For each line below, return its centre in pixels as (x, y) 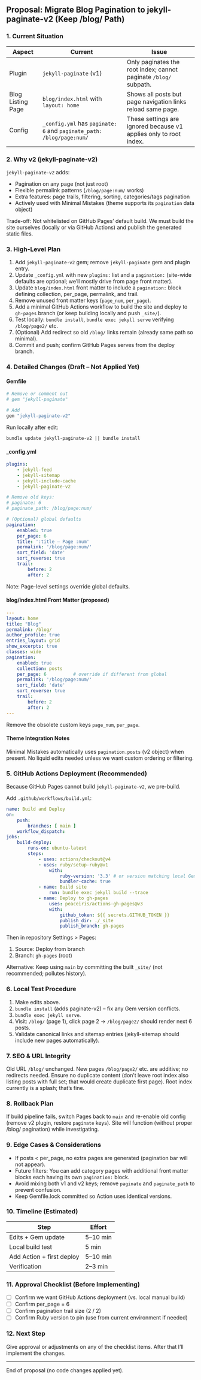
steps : (36, 854)
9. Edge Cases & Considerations (54, 1145)
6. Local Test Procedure (41, 989)
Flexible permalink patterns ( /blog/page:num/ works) (79, 190)
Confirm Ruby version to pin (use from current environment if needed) (101, 1318)
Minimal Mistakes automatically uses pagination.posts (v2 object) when (95, 751)
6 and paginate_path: (72, 131)
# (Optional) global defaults (44, 520)
